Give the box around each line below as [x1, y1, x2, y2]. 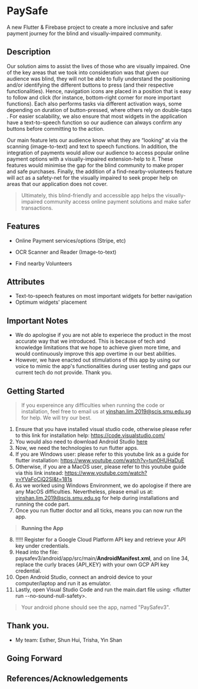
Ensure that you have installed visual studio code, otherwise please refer [15, 426, 192, 432]
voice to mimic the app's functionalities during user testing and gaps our [15, 363, 192, 370]
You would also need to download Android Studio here [15, 438, 148, 445]
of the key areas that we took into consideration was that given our [6, 69, 169, 76]
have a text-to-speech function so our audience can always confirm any [6, 119, 182, 126]
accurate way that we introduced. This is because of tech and [15, 337, 166, 345]
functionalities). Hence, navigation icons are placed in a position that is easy [6, 87, 192, 95]
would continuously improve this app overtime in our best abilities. [15, 350, 176, 357]
